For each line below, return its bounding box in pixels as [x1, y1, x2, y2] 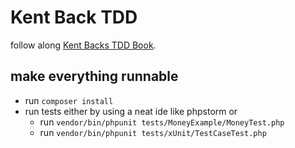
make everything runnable [10, 68, 179, 85]
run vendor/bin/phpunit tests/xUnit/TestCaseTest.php [39, 126, 267, 138]
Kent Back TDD [10, 6, 138, 29]
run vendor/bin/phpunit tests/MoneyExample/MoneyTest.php [39, 116, 285, 128]
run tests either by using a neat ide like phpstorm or [24, 105, 238, 117]
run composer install [24, 94, 114, 106]
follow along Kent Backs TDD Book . [10, 39, 157, 51]
